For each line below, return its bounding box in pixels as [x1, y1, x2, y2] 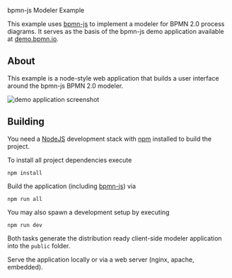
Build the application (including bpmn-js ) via [7, 182, 137, 190]
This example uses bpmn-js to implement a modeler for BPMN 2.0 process [7, 20, 225, 28]
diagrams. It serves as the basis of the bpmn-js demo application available [7, 28, 224, 35]
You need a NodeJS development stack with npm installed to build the [7, 134, 212, 143]
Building [7, 116, 45, 128]
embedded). [7, 262, 44, 271]
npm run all [7, 195, 42, 202]
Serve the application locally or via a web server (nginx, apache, [7, 255, 195, 264]
